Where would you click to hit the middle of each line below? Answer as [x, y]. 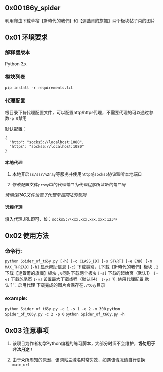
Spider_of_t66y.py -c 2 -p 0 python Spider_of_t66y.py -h [65, 314]
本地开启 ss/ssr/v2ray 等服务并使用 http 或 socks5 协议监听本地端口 [77, 174]
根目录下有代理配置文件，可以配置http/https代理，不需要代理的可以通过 [77, 113]
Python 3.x [16, 64]
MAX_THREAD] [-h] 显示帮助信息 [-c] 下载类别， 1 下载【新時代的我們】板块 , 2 [82, 267]
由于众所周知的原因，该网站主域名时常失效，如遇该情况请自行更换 [79, 360]
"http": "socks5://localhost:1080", [47, 142]
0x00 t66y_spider [33, 8]
